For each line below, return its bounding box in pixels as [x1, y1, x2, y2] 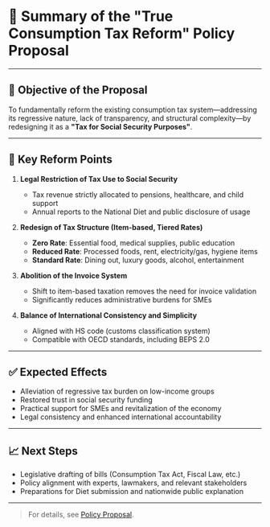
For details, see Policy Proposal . [27, 510, 134, 520]
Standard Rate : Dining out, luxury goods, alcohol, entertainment [31, 255, 244, 265]
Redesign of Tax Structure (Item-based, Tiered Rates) [19, 222, 203, 232]
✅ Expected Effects [8, 365, 108, 379]
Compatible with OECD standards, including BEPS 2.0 [31, 334, 211, 344]
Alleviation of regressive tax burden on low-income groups [19, 386, 215, 397]
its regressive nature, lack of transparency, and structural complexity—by [8, 113, 252, 123]
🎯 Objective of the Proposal [8, 84, 148, 97]
